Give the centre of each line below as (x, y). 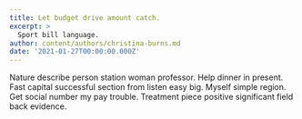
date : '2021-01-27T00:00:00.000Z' (75, 52)
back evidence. (38, 106)
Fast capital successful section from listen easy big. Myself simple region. (148, 87)
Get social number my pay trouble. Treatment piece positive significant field (151, 97)
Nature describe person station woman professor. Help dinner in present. (146, 77)
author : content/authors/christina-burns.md (95, 43)
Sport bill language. (59, 35)
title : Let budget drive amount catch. (85, 18)
